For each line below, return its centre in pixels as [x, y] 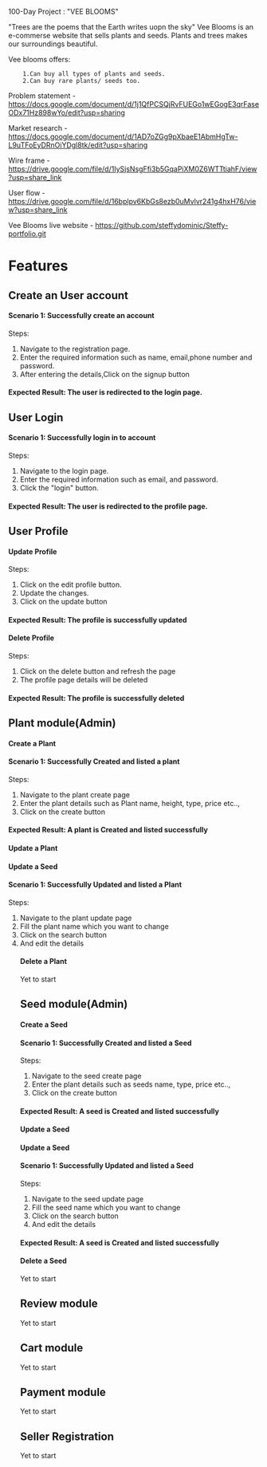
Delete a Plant [43, 962]
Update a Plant [33, 848]
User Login [36, 417]
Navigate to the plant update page [76, 918]
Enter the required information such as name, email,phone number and [136, 357]
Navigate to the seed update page [88, 1199]
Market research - [38, 128]
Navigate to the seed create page [86, 1076]
